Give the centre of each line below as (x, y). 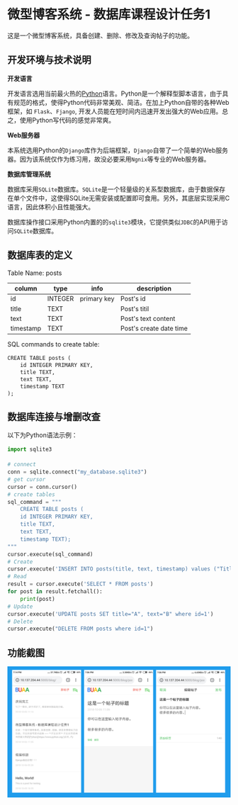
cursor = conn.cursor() (42, 487)
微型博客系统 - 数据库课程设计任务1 (109, 15)
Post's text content (148, 318)
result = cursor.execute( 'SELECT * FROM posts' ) (80, 584)
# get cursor (27, 479)
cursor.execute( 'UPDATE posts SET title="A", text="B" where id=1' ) (110, 614)
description (154, 288)
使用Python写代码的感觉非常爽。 (67, 120)
